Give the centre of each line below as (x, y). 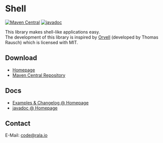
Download (21, 58)
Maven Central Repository (39, 75)
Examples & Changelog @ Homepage (50, 102)
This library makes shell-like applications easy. (53, 32)
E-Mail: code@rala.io (26, 135)
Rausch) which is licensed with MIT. (41, 42)
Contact (18, 123)
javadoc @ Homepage (35, 108)
